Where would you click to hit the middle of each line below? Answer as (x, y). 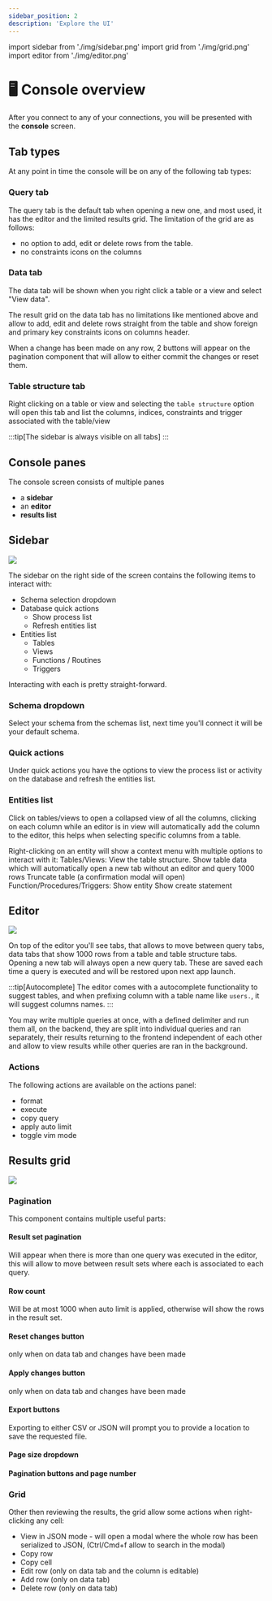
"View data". (29, 299)
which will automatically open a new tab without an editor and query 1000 (132, 868)
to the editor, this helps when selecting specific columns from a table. (125, 835)
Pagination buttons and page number (72, 1473)
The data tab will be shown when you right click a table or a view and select (135, 290)
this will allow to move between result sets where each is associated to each (136, 1264)
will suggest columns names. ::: (61, 1005)
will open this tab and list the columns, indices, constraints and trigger (125, 413)
